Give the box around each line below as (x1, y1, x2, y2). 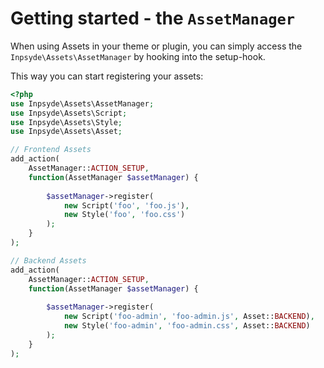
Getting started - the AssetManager (10, 7, 296, 30)
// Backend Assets (10, 255, 87, 266)
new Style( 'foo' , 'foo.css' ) (63, 210, 186, 220)
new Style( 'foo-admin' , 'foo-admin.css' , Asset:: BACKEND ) (63, 321, 311, 331)
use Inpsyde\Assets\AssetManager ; (10, 98, 155, 109)
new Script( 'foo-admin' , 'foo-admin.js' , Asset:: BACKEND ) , (63, 312, 315, 322)
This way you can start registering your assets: (10, 70, 204, 82)
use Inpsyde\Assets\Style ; (10, 117, 123, 127)
